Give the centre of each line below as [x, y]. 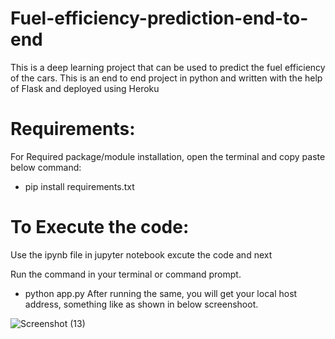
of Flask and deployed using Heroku [85, 88]
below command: [46, 167]
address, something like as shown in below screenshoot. [141, 304]
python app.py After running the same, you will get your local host [161, 293]
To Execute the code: [100, 227]
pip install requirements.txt [79, 186]
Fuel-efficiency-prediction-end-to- [159, 18]
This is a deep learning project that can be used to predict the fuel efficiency [168, 67]
